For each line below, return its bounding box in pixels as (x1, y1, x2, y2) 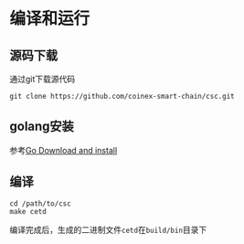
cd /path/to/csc (9, 198, 71, 208)
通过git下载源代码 (9, 74, 76, 84)
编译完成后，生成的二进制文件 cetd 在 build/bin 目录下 (9, 224, 207, 235)
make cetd (9, 207, 48, 216)
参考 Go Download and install (9, 144, 118, 155)
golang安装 (9, 119, 75, 134)
